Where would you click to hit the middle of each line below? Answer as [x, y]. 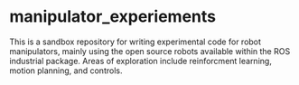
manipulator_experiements [113, 17]
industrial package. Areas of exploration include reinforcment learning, [141, 61]
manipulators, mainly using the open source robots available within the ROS [150, 51]
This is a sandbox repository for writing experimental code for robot [135, 42]
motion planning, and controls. [66, 71]
